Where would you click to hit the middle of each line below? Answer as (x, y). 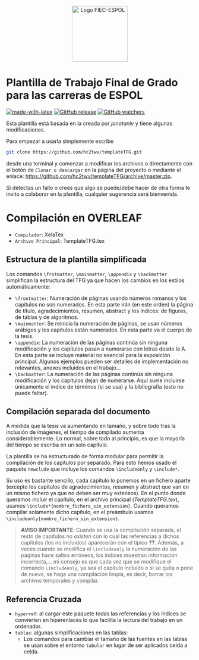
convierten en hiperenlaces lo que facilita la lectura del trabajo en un (99, 620)
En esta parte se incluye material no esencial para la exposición (92, 355)
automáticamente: (28, 286)
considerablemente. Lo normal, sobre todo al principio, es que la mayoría (96, 439)
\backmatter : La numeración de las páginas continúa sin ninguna (94, 374)
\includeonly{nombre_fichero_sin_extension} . (63, 518)
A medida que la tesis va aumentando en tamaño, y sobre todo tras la (91, 426)
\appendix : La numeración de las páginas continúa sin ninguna (91, 342)
